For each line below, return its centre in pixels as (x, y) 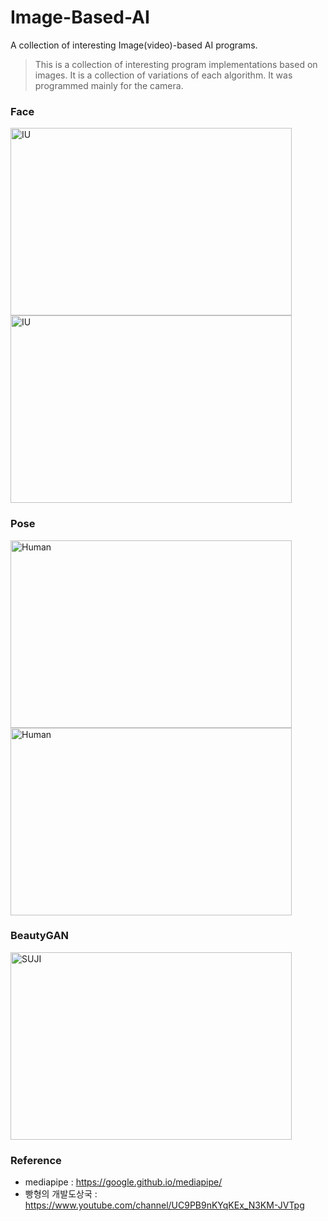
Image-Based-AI (80, 17)
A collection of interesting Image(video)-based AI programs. (134, 45)
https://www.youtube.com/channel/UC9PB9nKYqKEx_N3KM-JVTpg (164, 1205)
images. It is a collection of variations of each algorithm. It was (163, 75)
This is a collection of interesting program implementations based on (176, 64)
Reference (36, 1160)
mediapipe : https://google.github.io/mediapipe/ (123, 1182)
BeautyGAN (40, 936)
